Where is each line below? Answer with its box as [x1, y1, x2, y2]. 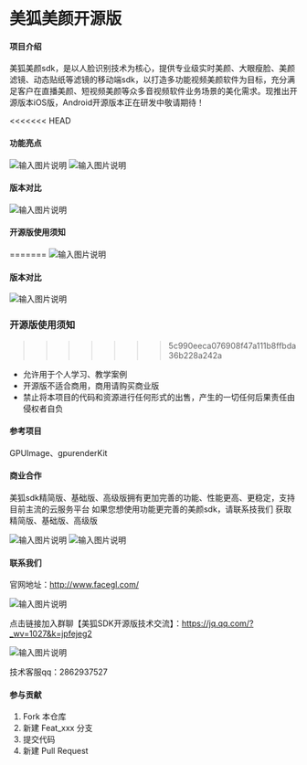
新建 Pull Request [22, 746, 89, 757]
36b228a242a [168, 349, 222, 361]
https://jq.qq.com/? [181, 618, 254, 629]
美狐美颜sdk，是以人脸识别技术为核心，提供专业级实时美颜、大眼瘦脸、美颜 [9, 63, 295, 74]
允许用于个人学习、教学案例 [22, 368, 128, 379]
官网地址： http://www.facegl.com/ [9, 579, 140, 590]
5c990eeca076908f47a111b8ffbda [168, 340, 297, 351]
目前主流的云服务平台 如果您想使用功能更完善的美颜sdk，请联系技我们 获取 [9, 504, 292, 515]
